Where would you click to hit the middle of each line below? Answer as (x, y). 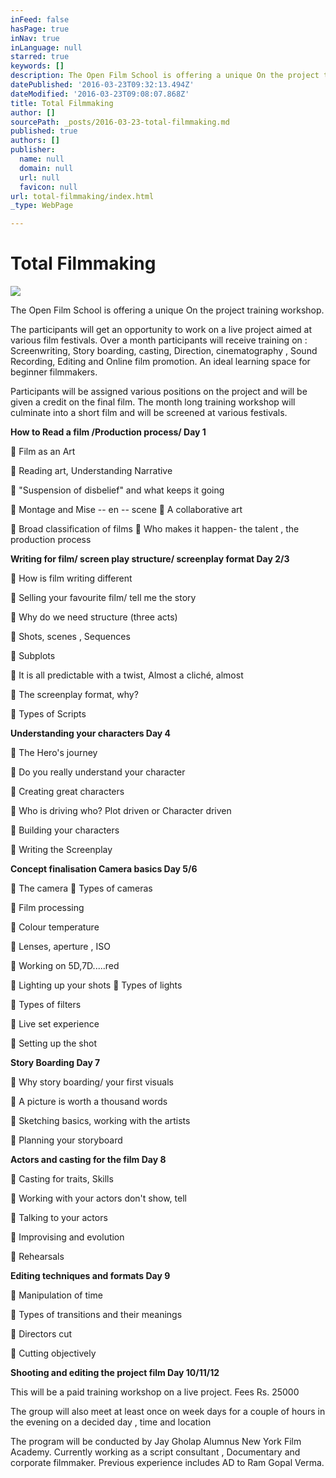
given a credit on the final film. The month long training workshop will (153, 402)
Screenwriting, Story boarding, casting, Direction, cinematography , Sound (164, 351)
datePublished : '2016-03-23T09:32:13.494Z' (102, 85)
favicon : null (48, 187)
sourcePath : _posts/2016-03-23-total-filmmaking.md (120, 122)
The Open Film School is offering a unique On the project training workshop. (167, 310)
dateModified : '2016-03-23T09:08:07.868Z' (100, 94)
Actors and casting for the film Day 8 (88, 1160)
